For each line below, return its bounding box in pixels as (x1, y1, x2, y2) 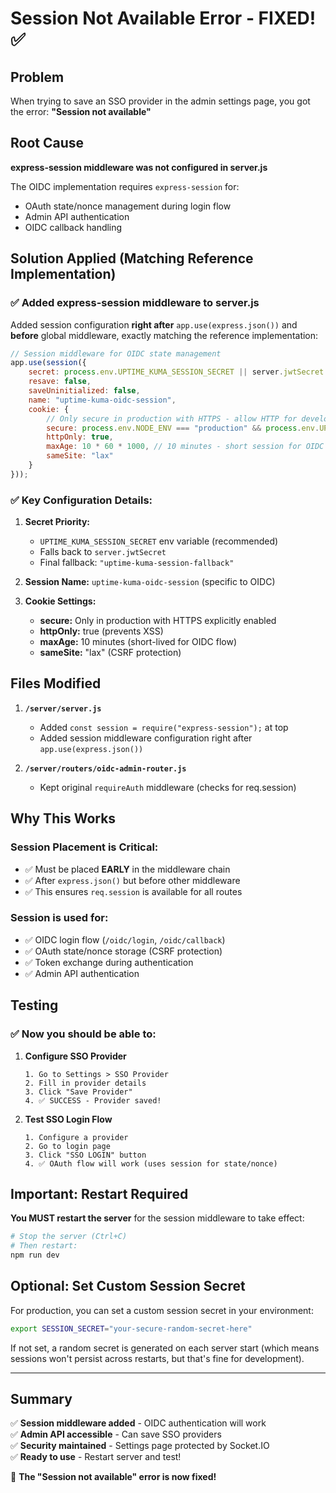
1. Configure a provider (24, 1132, 129, 1142)
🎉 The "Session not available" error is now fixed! (10, 1471, 217, 1483)
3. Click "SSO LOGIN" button (24, 1150, 147, 1160)
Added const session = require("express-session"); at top (39, 721, 289, 733)
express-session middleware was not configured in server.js (10, 161, 268, 173)
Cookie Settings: (24, 595, 97, 607)
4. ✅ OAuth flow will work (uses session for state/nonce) (24, 1158, 278, 1169)
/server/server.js (24, 703, 102, 714)
